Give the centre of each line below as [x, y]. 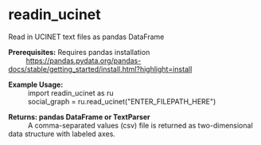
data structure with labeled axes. [62, 134]
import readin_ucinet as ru [70, 92]
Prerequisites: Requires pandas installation [79, 52]
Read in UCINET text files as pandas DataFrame [86, 37]
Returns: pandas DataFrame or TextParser [80, 116]
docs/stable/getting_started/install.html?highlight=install [100, 69]
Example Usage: [36, 84]
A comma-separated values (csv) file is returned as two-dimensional [140, 125]
